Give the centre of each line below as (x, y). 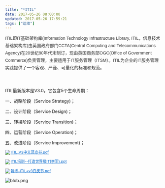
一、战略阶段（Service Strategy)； (40, 101)
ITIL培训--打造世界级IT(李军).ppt (39, 162)
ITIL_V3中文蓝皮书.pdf (30, 152)
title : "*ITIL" (21, 10)
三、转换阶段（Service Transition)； (42, 122)
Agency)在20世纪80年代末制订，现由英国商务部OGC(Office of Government (78, 53)
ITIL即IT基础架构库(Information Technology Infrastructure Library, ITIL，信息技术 (83, 38)
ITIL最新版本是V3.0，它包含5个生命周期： (47, 91)
